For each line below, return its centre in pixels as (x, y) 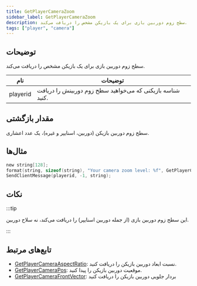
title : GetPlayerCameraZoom (40, 11)
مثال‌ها (17, 152)
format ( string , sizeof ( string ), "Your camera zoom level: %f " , (85, 170)
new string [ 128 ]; (27, 165)
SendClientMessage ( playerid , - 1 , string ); (59, 176)
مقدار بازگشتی (30, 119)
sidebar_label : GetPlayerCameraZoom (51, 17)
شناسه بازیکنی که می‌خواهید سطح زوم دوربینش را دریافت (108, 91)
